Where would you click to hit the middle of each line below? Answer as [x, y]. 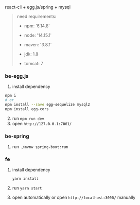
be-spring [17, 136]
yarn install [25, 179]
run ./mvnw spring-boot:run [40, 147]
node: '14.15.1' [38, 35]
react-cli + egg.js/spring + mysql [38, 7]
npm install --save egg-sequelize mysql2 [48, 105]
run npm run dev [28, 118]
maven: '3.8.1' [38, 45]
